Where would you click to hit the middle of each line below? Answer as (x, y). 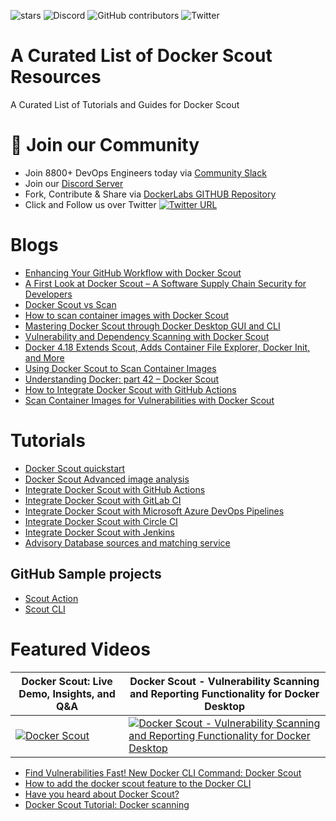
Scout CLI (45, 609)
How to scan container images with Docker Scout (127, 315)
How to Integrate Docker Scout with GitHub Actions (130, 389)
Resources (56, 77)
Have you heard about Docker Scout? (102, 794)
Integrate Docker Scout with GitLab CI (103, 500)
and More (44, 357)
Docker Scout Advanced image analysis (107, 479)
